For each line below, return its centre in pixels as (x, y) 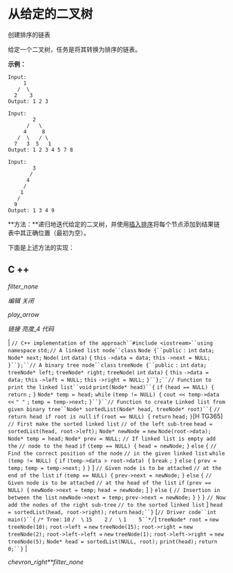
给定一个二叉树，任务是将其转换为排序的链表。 (74, 49)
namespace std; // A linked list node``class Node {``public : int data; (111, 350)
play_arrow (24, 314)
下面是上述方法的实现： (41, 247)
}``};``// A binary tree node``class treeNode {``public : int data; (107, 365)
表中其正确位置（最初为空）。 (49, 233)
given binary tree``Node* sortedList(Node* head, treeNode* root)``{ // (114, 409)
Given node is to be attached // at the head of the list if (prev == (110, 483)
